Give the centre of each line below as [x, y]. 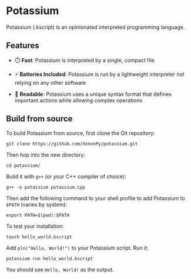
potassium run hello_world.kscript [50, 258]
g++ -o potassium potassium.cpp [46, 187]
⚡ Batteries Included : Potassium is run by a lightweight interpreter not [99, 74]
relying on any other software [50, 82]
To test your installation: [35, 226]
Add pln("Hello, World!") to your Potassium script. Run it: [77, 248]
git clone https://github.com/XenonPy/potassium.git [72, 144]
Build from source [39, 119]
